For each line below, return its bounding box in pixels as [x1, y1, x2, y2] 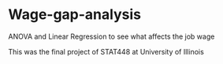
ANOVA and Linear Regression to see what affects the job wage [8, 32, 215, 41]
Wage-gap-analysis [8, 6, 142, 24]
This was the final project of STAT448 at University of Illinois [8, 47, 205, 56]
